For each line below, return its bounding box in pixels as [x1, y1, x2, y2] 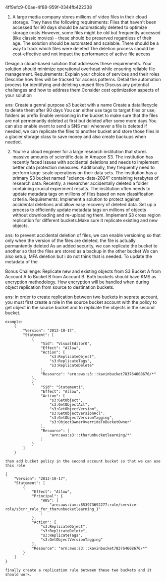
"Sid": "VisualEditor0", [40, 341, 92, 346]
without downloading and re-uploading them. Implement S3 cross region [12, 212, 161, 218]
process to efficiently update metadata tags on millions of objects [12, 207, 146, 213]
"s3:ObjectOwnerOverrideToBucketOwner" [49, 420, 132, 425]
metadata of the [5, 259, 38, 264]
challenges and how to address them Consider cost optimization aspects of [5, 87, 160, 93]
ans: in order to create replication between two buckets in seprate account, [5, 294, 159, 300]
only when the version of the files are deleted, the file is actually [5, 237, 136, 243]
